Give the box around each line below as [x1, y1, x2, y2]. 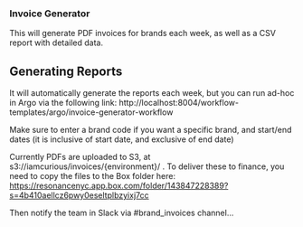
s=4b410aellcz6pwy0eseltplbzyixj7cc [9, 190, 149, 201]
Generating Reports [9, 63, 123, 79]
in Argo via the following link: [9, 98, 118, 109]
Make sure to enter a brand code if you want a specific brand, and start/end [9, 125, 292, 136]
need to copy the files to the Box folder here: [9, 171, 176, 182]
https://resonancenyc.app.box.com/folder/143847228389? [9, 180, 229, 192]
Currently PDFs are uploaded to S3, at [9, 152, 151, 163]
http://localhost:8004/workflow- [118, 98, 240, 109]
